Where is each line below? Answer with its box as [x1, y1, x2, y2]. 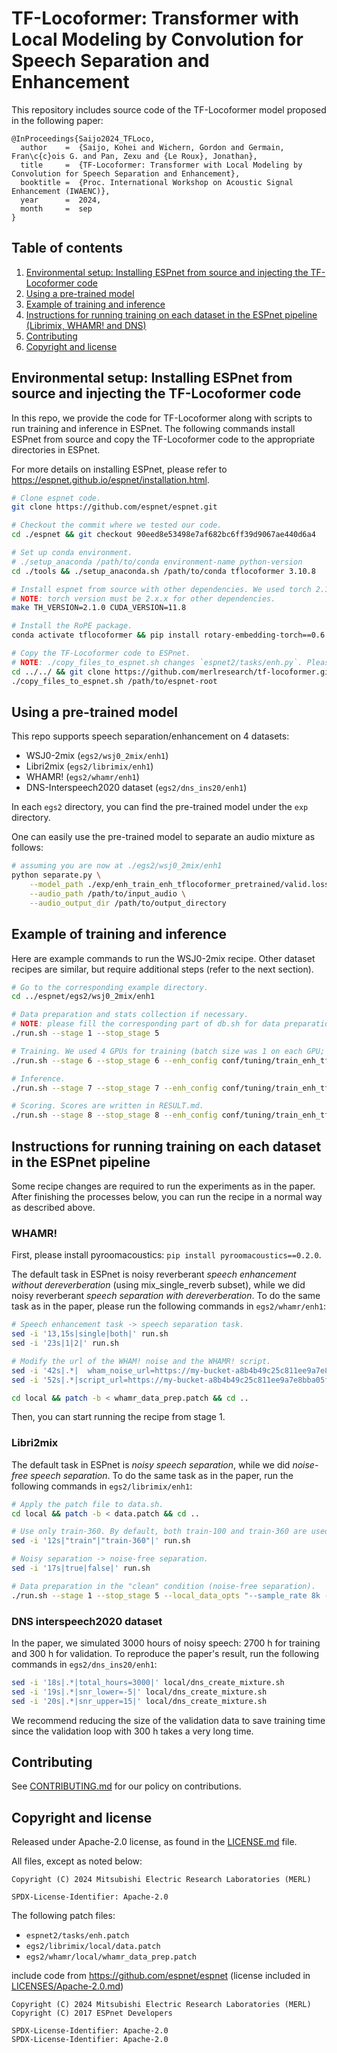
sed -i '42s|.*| [11, 1365, 79, 1376]
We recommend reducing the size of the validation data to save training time [11, 1714, 326, 1726]
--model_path [29, 880, 84, 890]
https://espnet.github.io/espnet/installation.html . [11, 473, 210, 486]
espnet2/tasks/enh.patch [25, 1931, 130, 1941]
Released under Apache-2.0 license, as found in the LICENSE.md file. [11, 1836, 298, 1848]
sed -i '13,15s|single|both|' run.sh [11, 1329, 169, 1339]
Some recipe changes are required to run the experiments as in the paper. [11, 1180, 316, 1192]
